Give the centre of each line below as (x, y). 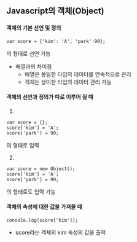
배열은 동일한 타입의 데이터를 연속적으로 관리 (78, 74)
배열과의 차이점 (33, 66)
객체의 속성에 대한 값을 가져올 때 (44, 207)
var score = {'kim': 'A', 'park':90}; (56, 41)
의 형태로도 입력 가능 (31, 192)
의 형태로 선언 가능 (29, 53)
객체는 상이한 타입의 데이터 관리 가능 (68, 82)
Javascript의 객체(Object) (55, 11)
